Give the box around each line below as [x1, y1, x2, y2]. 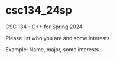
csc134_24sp [5, 4, 72, 17]
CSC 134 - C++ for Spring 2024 [5, 23, 83, 30]
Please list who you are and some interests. [5, 34, 112, 41]
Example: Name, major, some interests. [5, 45, 101, 53]
